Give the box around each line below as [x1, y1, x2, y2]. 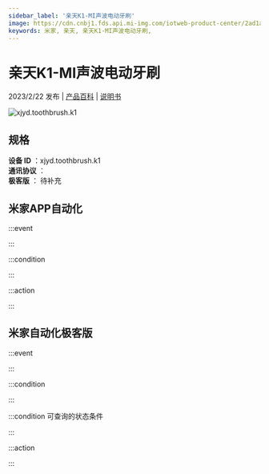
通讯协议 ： [8, 166, 46, 176]
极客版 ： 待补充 [8, 176, 62, 185]
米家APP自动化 [8, 201, 82, 215]
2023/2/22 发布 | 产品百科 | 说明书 [8, 91, 122, 101]
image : [8, 19, 30, 27]
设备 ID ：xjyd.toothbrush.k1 [8, 156, 101, 165]
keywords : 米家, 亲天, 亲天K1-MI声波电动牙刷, [8, 26, 152, 34]
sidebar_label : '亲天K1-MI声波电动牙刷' [8, 11, 135, 20]
